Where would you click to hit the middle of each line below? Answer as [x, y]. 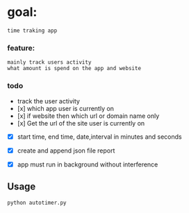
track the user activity [48, 101]
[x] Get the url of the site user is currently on [81, 123]
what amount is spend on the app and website [74, 69]
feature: [21, 48]
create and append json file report [66, 151]
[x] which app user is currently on [66, 108]
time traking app [32, 31]
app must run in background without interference [88, 164]
